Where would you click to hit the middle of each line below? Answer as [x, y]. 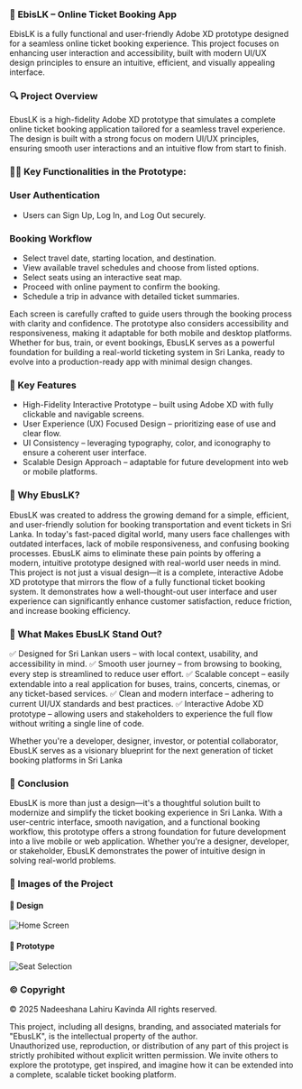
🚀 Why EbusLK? [45, 495]
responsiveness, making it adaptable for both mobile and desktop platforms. [151, 334]
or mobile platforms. [59, 471]
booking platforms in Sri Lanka [66, 760]
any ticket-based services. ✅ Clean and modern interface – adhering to [142, 694]
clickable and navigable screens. [83, 415]
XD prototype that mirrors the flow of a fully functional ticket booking [137, 581]
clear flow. [41, 434]
